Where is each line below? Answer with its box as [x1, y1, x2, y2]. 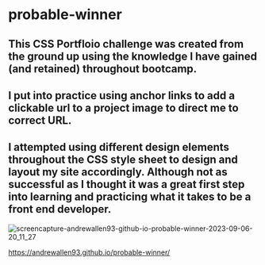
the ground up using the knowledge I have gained [8, 49, 258, 63]
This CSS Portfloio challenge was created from [8, 37, 244, 51]
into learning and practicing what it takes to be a [8, 190, 252, 204]
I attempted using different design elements [8, 140, 230, 154]
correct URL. [8, 113, 72, 127]
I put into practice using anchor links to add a [8, 89, 236, 102]
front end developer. [8, 202, 112, 216]
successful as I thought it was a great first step [8, 178, 245, 191]
